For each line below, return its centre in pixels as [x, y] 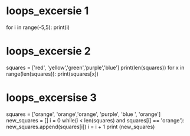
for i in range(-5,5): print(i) [38, 27]
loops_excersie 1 [47, 11]
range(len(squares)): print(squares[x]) [53, 74]
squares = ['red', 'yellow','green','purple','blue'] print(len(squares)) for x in [95, 67]
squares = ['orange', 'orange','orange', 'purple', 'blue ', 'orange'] [83, 114]
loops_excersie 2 [49, 51]
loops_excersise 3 [52, 98]
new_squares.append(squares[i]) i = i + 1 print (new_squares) [81, 127]
